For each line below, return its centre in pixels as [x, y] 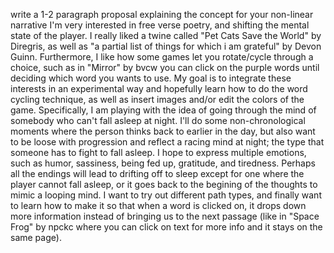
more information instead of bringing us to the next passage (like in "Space [165, 216]
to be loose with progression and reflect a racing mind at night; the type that [167, 142]
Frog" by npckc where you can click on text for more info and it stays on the [166, 227]
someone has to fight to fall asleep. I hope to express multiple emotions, [158, 152]
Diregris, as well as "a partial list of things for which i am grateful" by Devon [166, 46]
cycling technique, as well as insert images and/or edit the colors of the [157, 99]
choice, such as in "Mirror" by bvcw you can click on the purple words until [165, 67]
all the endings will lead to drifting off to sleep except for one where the [157, 173]
